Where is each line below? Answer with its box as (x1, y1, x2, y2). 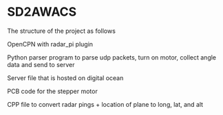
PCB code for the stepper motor (7, 87, 98, 95)
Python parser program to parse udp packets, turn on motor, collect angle (7, 53, 217, 62)
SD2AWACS (7, 4, 77, 20)
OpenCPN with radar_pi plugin (7, 40, 94, 48)
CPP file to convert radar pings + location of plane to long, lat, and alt (7, 100, 204, 108)
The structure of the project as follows (7, 27, 116, 35)
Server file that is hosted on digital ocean (7, 73, 124, 82)
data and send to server (7, 60, 75, 68)
